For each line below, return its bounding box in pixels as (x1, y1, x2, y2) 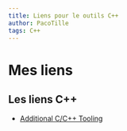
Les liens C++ (8, 93, 78, 106)
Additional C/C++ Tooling (19, 113, 103, 124)
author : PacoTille (8, 19, 69, 27)
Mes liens (8, 61, 74, 79)
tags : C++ (8, 26, 41, 34)
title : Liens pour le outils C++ (8, 11, 119, 20)
